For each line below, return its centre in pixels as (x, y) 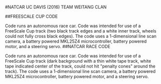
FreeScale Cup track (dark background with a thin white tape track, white (78, 61)
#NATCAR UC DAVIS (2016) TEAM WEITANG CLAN (56, 7)
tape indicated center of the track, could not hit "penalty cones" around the (80, 66)
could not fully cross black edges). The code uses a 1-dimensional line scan (81, 36)
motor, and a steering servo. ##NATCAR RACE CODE (58, 46)
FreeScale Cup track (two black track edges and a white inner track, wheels (81, 31)
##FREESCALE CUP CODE (32, 16)
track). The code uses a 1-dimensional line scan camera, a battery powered (80, 71)
